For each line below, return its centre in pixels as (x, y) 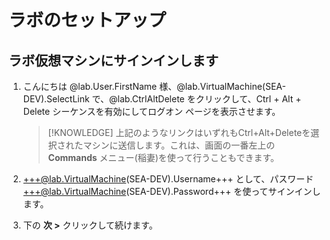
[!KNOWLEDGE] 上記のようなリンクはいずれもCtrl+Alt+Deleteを (179, 132)
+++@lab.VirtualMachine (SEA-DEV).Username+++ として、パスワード (168, 179)
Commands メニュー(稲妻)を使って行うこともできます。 (163, 157)
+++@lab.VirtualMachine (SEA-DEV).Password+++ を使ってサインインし (171, 191)
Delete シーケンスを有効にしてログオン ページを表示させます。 (151, 111)
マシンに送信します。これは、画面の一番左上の (179, 145)
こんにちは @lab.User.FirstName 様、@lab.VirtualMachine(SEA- (154, 86)
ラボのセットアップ (87, 20)
